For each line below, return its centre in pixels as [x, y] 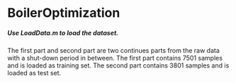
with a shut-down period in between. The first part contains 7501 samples [115, 58]
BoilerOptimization [64, 13]
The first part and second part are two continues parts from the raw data [113, 51]
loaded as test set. [34, 73]
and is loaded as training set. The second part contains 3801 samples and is [118, 65]
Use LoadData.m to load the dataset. [63, 32]
